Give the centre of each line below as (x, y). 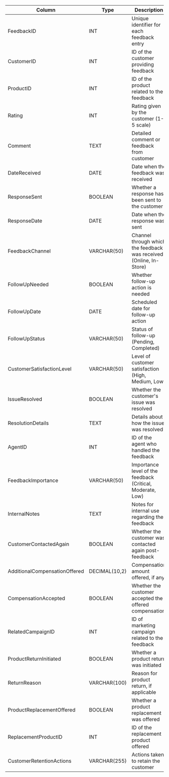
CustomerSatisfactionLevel (40, 369)
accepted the (147, 598)
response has (148, 194)
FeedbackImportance (33, 480)
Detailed (142, 133)
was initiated (147, 665)
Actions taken (148, 755)
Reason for (144, 673)
